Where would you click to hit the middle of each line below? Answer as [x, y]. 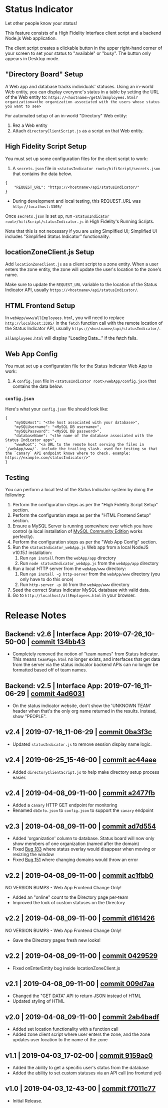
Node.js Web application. [31, 38]
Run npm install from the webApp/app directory [68, 558]
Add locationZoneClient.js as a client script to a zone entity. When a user [82, 264]
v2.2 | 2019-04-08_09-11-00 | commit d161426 [80, 919]
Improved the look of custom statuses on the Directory [68, 902]
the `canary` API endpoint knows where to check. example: [68, 453]
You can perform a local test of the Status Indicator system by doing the [79, 490]
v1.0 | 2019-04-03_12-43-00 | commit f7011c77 [80, 1089]
